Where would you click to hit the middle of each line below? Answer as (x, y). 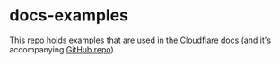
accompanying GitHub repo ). (63, 49)
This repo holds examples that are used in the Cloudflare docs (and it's (140, 40)
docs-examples (69, 16)
